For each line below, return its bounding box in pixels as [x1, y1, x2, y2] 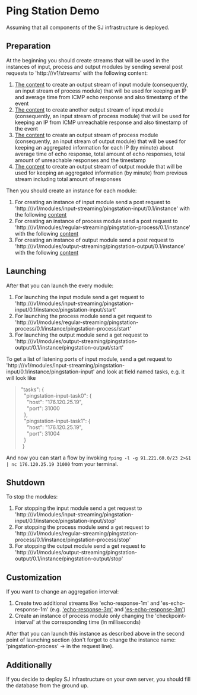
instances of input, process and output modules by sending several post [6, 63, 183, 70]
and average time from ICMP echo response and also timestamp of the [14, 93, 188, 100]
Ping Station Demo [6, 4, 100, 18]
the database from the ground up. [6, 682, 89, 689]
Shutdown [6, 477, 46, 487]
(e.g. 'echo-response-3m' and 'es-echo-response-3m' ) [49, 606, 186, 613]
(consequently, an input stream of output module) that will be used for [14, 138, 186, 145]
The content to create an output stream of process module [14, 131, 158, 138]
